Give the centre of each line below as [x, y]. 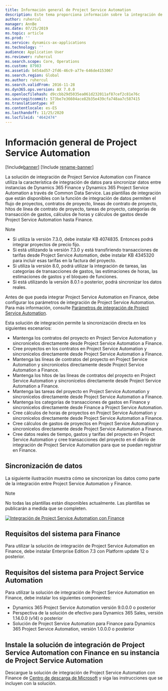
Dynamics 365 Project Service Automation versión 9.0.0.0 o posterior [84, 607]
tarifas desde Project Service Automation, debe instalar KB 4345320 [83, 255]
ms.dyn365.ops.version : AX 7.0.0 [40, 89]
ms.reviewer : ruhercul [29, 57]
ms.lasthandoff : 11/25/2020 [35, 113]
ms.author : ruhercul [27, 80]
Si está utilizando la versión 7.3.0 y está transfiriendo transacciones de [85, 250]
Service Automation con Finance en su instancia [82, 652]
